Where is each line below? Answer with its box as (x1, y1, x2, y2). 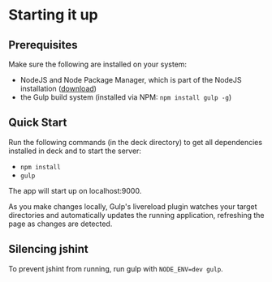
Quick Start (8, 116, 67, 130)
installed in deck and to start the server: (8, 146, 142, 156)
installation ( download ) (19, 83, 97, 93)
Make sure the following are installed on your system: (8, 59, 188, 69)
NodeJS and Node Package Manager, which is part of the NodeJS (19, 75, 242, 84)
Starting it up (8, 6, 99, 24)
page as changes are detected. (8, 219, 113, 229)
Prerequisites (8, 38, 78, 52)
